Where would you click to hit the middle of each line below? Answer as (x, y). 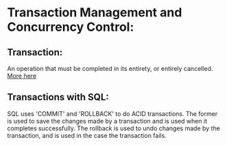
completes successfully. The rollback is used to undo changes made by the (114, 128)
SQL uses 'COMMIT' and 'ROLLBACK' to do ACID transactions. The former (112, 113)
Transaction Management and (95, 13)
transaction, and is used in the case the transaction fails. (87, 135)
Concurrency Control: (71, 27)
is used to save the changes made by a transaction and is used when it (107, 121)
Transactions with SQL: (58, 97)
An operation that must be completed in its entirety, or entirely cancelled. (110, 69)
